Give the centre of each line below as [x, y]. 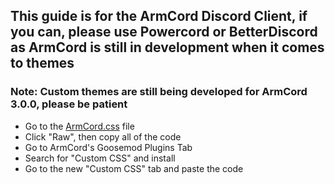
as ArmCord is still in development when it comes [167, 47]
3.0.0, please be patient [69, 104]
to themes [42, 63]
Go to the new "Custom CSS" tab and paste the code [134, 168]
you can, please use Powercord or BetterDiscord [164, 32]
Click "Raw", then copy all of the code [103, 136]
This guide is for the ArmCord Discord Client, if [159, 16]
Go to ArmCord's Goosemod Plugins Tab [108, 147]
